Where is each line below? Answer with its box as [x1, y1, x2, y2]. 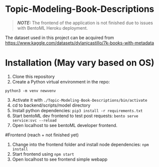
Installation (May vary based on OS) [5, 57, 155, 69]
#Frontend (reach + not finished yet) [5, 132, 79, 138]
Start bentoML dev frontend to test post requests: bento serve [12, 113, 139, 119]
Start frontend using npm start [12, 151, 74, 157]
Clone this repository [12, 73, 55, 80]
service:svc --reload [12, 118, 57, 123]
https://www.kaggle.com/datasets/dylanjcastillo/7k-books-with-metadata [5, 40, 154, 45]
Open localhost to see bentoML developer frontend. [12, 122, 118, 128]
